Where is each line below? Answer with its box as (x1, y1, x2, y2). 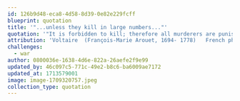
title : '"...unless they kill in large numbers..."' (7, 23, 168, 31)
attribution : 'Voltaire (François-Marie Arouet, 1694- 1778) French (7, 37, 225, 44)
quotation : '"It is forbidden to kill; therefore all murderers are (7, 30, 216, 38)
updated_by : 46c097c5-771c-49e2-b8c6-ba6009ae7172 (7, 63, 161, 70)
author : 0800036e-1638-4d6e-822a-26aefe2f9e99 (7, 57, 149, 64)
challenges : (7, 43, 43, 51)
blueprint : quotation (7, 17, 72, 24)
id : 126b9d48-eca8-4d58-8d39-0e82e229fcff (7, 10, 136, 18)
